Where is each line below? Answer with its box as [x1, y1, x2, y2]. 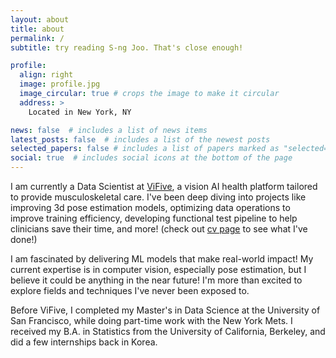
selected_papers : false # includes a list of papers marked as [10, 144, 280, 154]
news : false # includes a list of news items [10, 125, 208, 135]
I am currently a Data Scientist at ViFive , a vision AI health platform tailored [10, 181, 318, 192]
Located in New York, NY [28, 107, 132, 117]
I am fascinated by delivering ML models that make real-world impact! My [10, 253, 314, 265]
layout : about [10, 14, 70, 25]
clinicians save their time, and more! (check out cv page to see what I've [10, 223, 308, 235]
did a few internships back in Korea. [10, 336, 158, 348]
